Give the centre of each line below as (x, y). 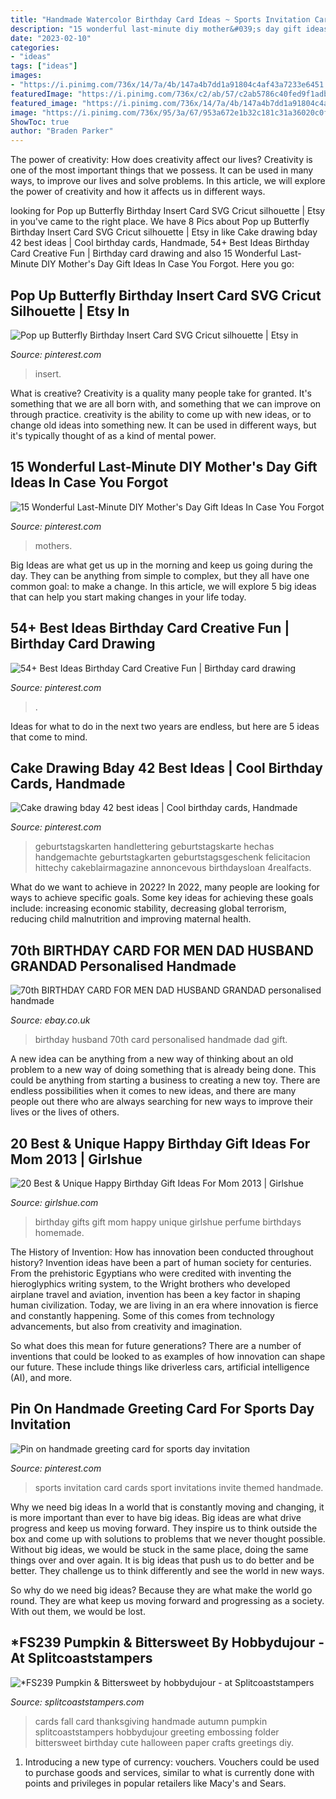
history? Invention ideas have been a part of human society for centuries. (161, 1262)
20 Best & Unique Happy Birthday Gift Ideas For (160, 1143)
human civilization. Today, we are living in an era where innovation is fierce (164, 1305)
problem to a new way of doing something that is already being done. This (163, 1070)
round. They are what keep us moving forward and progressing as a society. (167, 1600)
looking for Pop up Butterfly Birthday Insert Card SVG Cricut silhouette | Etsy (168, 211)
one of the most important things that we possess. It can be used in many (162, 170)
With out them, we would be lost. (78, 1611)
